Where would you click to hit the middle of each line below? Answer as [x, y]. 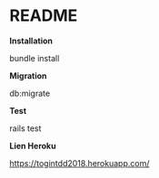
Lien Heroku [33, 145]
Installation [31, 41]
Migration [28, 75]
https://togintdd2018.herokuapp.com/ [79, 163]
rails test [25, 128]
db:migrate [30, 93]
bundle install [35, 58]
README [44, 16]
